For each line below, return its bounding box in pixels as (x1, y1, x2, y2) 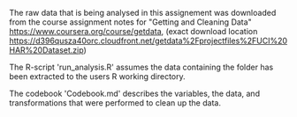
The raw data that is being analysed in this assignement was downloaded (9, 8, 277, 18)
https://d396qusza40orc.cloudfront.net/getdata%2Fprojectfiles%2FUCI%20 (9, 35, 288, 46)
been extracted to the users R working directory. (9, 71, 186, 82)
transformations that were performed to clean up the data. (9, 98, 221, 108)
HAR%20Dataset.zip (9, 45, 84, 55)
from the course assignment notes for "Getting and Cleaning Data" (9, 17, 252, 27)
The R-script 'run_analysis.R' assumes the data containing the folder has (9, 62, 274, 72)
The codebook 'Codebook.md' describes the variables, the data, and (9, 88, 261, 99)
